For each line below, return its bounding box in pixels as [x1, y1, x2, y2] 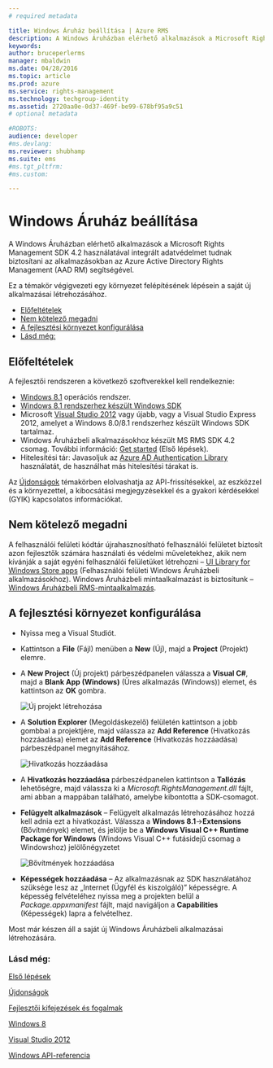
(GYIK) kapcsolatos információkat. [8, 494, 123, 504]
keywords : [8, 42, 42, 50]
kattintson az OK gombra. [19, 685, 106, 695]
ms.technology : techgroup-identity [8, 94, 129, 103]
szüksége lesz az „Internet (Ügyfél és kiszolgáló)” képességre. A [19, 882, 237, 892]
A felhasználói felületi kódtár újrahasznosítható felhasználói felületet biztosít [8, 539, 262, 549]
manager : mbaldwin [8, 57, 71, 65]
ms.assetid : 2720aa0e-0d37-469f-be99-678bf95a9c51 [8, 103, 184, 111]
